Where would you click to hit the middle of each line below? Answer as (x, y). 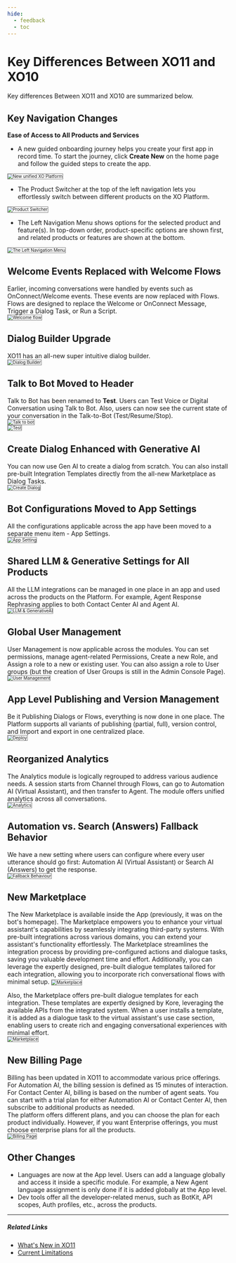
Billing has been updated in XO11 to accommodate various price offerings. (114, 1077)
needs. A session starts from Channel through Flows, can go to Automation (116, 783)
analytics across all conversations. (57, 799)
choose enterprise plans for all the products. (71, 1129)
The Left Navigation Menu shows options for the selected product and (119, 222)
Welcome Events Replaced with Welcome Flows (114, 272)
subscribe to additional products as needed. (71, 1107)
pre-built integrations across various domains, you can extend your (105, 937)
